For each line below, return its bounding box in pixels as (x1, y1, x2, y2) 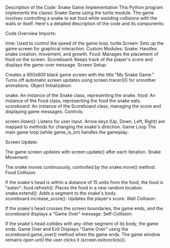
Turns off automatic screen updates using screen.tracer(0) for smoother (5, 77, 156, 83)
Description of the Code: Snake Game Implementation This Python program (5, 5, 163, 10)
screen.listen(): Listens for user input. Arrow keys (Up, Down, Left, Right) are (5, 118, 165, 124)
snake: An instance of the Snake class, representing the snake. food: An (5, 92, 156, 98)
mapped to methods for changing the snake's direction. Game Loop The (5, 124, 156, 130)
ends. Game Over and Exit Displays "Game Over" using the (5, 226, 128, 232)
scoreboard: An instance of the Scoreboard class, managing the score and (5, 103, 161, 109)
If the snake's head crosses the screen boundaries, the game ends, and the (5, 205, 163, 211)
